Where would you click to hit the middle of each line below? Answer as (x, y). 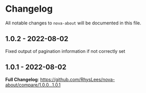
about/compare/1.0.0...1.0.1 (33, 85)
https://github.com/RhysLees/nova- (78, 79)
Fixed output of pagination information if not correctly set (65, 51)
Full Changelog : (22, 79)
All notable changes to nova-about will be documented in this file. (73, 23)
